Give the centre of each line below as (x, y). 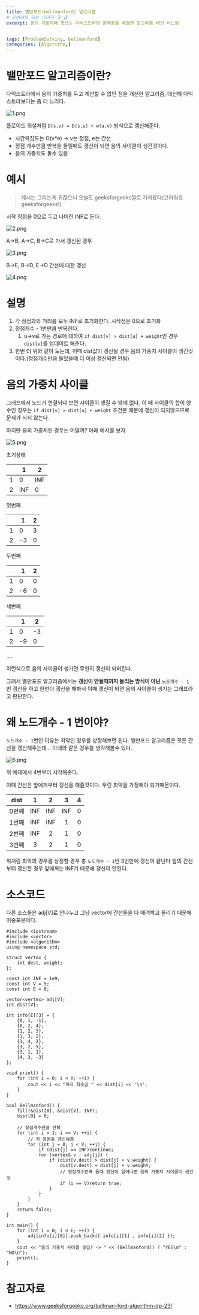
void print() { (25, 1073)
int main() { (22, 1225)
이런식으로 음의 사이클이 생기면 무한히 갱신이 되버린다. (70, 668)
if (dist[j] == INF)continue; (76, 1150)
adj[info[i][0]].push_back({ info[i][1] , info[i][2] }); (102, 1236)
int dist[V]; (22, 1005)
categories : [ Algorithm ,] (38, 45)
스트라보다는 (21, 101)
